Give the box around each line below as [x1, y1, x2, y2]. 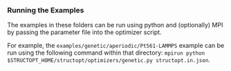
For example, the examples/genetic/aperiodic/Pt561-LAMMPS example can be [7, 42, 225, 50]
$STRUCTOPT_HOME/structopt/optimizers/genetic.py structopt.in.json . [7, 56, 211, 64]
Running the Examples [7, 5, 84, 15]
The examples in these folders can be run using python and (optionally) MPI [7, 21, 223, 29]
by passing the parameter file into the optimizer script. [7, 28, 162, 36]
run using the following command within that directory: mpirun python [7, 48, 205, 57]
